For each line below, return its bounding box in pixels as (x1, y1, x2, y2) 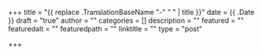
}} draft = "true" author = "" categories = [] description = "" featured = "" (8, 16, 245, 25)
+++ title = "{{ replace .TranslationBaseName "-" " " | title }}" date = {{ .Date (8, 8, 255, 16)
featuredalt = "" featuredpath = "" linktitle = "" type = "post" (8, 24, 203, 33)
